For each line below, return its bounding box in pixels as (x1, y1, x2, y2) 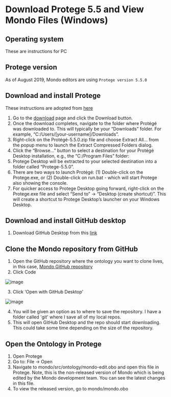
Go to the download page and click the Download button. (12, 115, 133, 121)
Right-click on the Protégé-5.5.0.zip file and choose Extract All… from (12, 136, 159, 142)
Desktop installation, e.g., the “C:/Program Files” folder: (12, 153, 130, 159)
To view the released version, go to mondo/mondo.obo (12, 386, 129, 392)
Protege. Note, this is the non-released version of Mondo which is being (12, 369, 164, 376)
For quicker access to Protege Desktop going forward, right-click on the (12, 185, 164, 191)
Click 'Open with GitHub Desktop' (12, 289, 84, 295)
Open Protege (12, 353, 42, 359)
